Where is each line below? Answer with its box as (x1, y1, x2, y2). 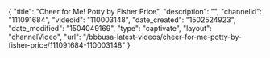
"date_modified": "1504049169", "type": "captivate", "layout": (8, 24, 212, 33)
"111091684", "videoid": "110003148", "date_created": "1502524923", (8, 15, 236, 25)
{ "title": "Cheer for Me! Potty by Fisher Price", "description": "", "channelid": (8, 7, 262, 16)
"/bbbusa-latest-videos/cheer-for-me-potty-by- (83, 32, 243, 41)
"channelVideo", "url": (8, 32, 82, 41)
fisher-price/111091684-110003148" (8, 41, 126, 50)
